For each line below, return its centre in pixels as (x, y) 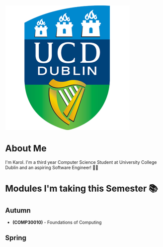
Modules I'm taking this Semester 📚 (81, 188)
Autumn (18, 210)
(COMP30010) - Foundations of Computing (57, 222)
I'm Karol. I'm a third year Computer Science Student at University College (81, 162)
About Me (26, 149)
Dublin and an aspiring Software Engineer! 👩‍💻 (52, 167)
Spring (16, 238)
